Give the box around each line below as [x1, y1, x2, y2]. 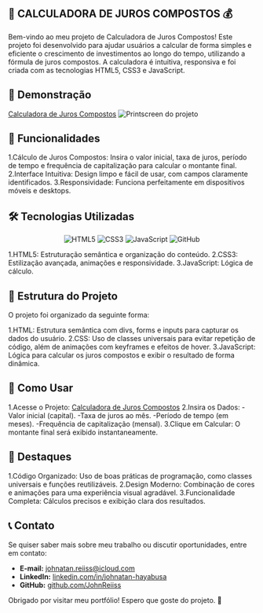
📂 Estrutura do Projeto [8, 289, 118, 303]
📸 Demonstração [8, 88, 92, 101]
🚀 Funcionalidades [8, 132, 100, 145]
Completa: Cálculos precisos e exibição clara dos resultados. [8, 496, 206, 505]
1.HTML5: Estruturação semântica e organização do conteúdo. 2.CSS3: [8, 250, 238, 259]
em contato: [8, 548, 47, 557]
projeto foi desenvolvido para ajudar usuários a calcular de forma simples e [8, 40, 252, 50]
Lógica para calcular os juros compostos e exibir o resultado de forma [8, 351, 236, 360]
